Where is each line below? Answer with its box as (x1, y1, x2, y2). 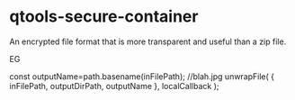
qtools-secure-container (9, 6, 199, 27)
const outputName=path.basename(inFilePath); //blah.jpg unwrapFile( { (9, 70, 275, 82)
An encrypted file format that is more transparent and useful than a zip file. (9, 36, 287, 47)
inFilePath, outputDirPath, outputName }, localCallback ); (9, 80, 219, 91)
